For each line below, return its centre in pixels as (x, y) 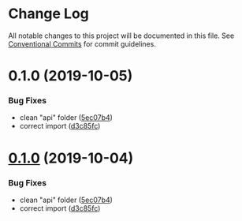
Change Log (48, 14)
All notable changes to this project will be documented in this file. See (121, 36)
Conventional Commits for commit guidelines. (82, 43)
